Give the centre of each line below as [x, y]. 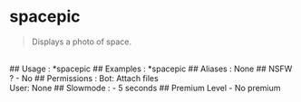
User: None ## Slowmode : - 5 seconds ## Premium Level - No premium [145, 88]
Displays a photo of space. [81, 42]
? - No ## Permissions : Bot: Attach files [84, 78]
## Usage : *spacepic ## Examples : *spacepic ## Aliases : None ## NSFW [151, 69]
